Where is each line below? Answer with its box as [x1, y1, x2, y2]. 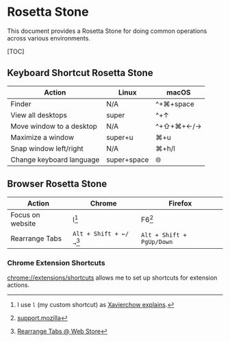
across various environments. [7, 34, 91, 42]
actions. [7, 281, 29, 289]
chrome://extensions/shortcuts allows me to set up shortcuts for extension [7, 273, 218, 282]
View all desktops [10, 110, 67, 120]
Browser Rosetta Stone [7, 178, 107, 190]
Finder [10, 99, 31, 108]
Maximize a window [10, 132, 75, 142]
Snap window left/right [10, 143, 84, 153]
